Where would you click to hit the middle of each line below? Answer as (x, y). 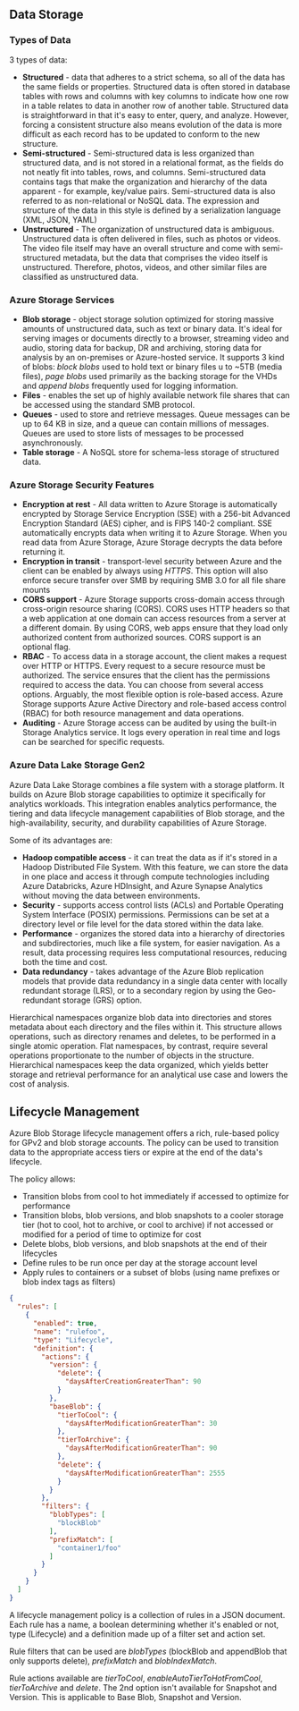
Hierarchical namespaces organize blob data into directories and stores (141, 1017)
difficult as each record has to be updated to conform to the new (141, 134)
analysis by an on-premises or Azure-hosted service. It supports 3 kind (153, 357)
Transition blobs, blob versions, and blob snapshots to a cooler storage (153, 1215)
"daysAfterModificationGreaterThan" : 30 (141, 1423)
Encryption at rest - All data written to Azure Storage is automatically (150, 504)
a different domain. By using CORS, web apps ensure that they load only (155, 628)
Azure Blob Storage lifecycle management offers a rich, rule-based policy (144, 1133)
